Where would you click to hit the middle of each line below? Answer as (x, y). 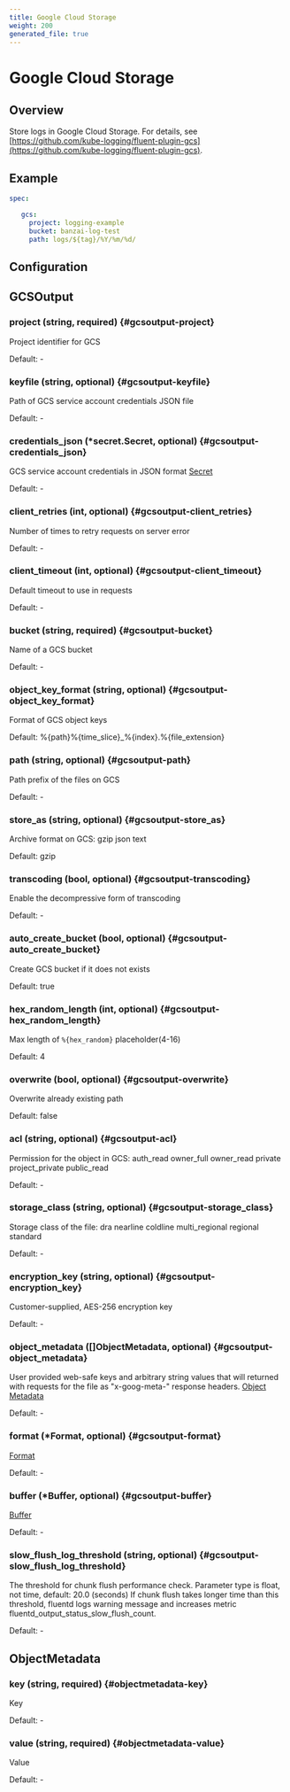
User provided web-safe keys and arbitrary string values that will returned (144, 1377)
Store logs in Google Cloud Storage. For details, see (103, 132)
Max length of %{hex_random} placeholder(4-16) (95, 1039)
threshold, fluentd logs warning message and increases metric (123, 1604)
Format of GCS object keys (58, 720)
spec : (19, 199)
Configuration (49, 267)
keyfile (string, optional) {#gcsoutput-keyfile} (110, 382)
